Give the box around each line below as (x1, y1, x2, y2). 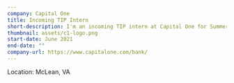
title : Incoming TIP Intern (7, 17, 89, 24)
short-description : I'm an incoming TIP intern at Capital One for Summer (7, 23, 229, 30)
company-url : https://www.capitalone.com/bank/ (7, 49, 148, 56)
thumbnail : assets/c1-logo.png (7, 29, 98, 37)
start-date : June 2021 (7, 36, 73, 43)
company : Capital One (7, 10, 70, 17)
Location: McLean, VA (7, 67, 71, 76)
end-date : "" (7, 42, 45, 49)
